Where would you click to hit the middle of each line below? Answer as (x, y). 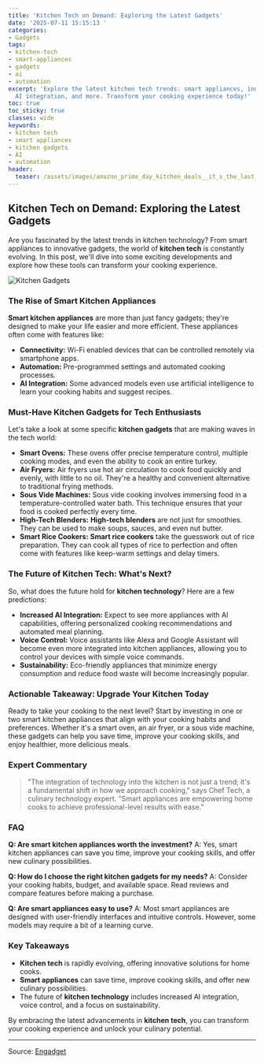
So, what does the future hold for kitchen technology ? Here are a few (121, 591)
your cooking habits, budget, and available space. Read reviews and (119, 885)
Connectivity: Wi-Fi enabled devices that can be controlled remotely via (137, 350)
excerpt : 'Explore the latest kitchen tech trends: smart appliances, (126, 89)
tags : (17, 45)
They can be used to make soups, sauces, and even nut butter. (121, 528)
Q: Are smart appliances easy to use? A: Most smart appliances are (119, 909)
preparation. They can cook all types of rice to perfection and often (128, 545)
